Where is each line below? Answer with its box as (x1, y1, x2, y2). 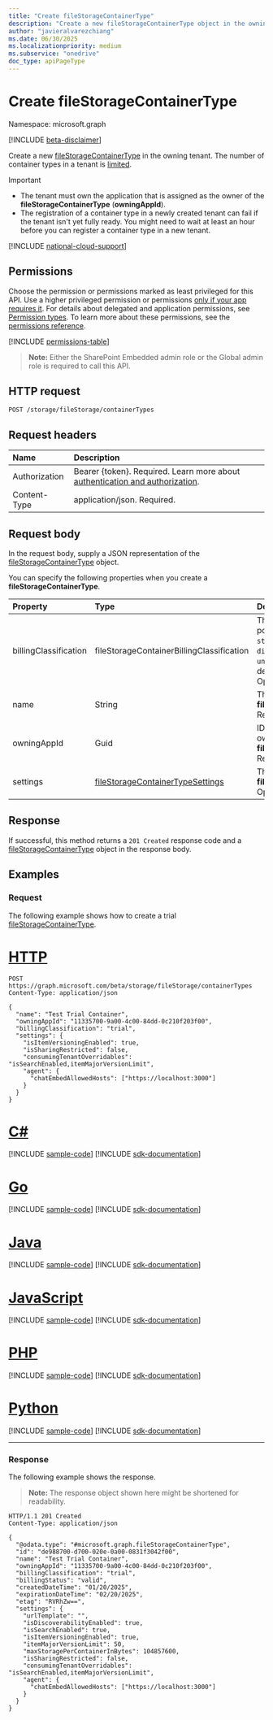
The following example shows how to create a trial (8, 910, 177, 920)
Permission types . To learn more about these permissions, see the (8, 312, 230, 322)
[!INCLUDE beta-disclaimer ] (8, 135, 102, 145)
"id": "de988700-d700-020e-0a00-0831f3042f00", (15, 1548, 180, 1557)
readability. (28, 1496, 67, 1506)
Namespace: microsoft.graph (8, 119, 106, 128)
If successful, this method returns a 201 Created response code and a (8, 835, 242, 845)
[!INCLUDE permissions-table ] (8, 337, 110, 346)
